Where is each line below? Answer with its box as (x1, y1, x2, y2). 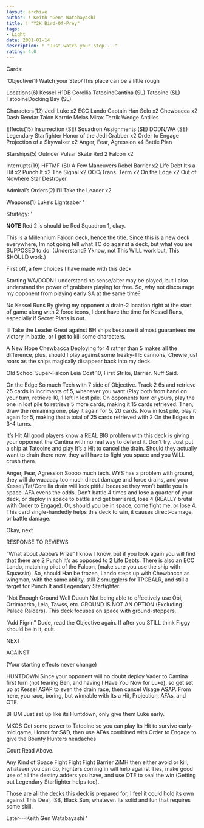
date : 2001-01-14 (6, 37, 50, 43)
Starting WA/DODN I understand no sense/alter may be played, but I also (6, 276, 188, 284)
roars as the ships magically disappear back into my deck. (6, 357, 152, 365)
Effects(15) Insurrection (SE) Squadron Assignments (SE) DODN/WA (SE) (6, 125, 188, 133)
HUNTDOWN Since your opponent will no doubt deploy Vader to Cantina (6, 672, 188, 679)
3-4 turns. (6, 419, 32, 427)
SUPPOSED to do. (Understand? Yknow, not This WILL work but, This (6, 247, 180, 254)
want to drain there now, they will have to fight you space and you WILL (6, 451, 185, 458)
